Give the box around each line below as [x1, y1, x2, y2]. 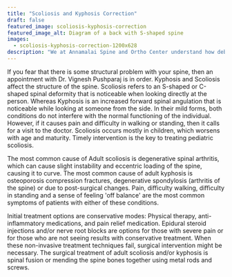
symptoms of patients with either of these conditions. [7, 198, 159, 207]
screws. [7, 263, 30, 271]
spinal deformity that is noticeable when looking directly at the [30, 89, 207, 97]
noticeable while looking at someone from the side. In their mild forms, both [7, 104, 222, 113]
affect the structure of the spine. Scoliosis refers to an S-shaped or [7, 82, 198, 90]
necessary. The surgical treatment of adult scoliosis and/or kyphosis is [7, 248, 209, 256]
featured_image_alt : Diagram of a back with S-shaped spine [7, 29, 184, 37]
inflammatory [7, 219, 45, 227]
